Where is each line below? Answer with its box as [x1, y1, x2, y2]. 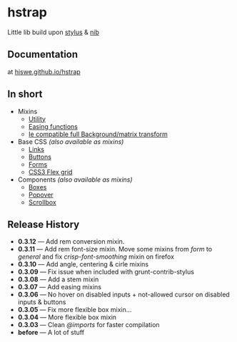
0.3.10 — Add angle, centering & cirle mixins [17, 260, 148, 269]
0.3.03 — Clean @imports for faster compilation [17, 321, 160, 329]
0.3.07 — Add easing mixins [17, 283, 102, 291]
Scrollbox [28, 197, 57, 207]
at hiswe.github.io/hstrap [7, 67, 81, 76]
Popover [28, 190, 54, 199]
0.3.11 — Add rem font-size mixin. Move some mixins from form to [17, 245, 213, 254]
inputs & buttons [17, 298, 66, 306]
